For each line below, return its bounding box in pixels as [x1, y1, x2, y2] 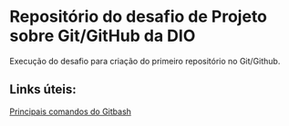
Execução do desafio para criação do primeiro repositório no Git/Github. [9, 55, 281, 66]
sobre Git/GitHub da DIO [9, 25, 196, 46]
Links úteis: [9, 82, 77, 97]
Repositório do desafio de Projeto [9, 6, 267, 27]
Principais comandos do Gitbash [9, 106, 132, 117]
